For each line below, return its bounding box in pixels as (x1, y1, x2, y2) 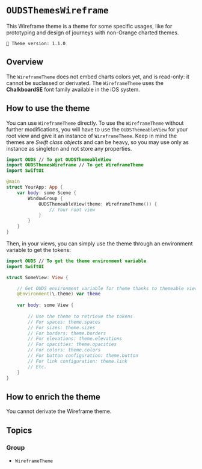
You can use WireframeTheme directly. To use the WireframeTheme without (6, 119, 184, 127)
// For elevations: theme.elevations (28, 336, 122, 342)
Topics (6, 425, 32, 435)
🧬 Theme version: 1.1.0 (6, 40, 66, 46)
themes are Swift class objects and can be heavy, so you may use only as (6, 138, 189, 146)
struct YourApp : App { (6, 184, 63, 190)
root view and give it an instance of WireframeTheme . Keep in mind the (6, 132, 177, 139)
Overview (6, 57, 44, 68)
